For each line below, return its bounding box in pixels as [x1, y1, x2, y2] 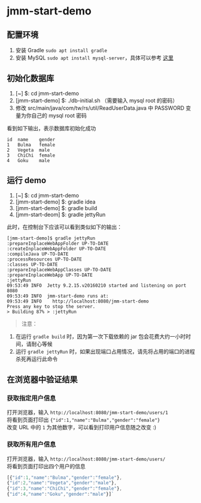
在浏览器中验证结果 [7, 375, 78, 385]
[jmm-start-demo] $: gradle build [15, 204, 98, 211]
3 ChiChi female [7, 152, 56, 158]
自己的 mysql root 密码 [31, 112, 87, 119]
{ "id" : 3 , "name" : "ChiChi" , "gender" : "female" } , [7, 486, 122, 492]
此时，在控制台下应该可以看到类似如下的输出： [7, 223, 122, 230]
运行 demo [7, 175, 47, 185]
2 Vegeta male [7, 147, 50, 153]
